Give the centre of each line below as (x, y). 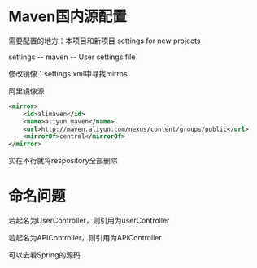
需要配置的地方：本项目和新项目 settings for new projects (105, 41)
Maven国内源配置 (68, 17)
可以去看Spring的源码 (45, 255)
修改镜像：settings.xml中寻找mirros (68, 73)
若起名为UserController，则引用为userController (89, 221)
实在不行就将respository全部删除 (63, 161)
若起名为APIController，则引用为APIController (85, 238)
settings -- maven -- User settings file (72, 57)
